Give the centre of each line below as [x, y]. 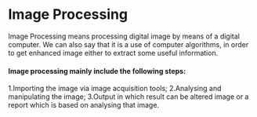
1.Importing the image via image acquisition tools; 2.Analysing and [115, 89]
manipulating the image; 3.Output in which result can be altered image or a [128, 97]
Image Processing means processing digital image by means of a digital [124, 36]
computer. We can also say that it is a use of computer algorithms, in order [128, 44]
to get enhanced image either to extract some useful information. [113, 53]
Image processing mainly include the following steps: [97, 71]
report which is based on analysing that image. [83, 105]
